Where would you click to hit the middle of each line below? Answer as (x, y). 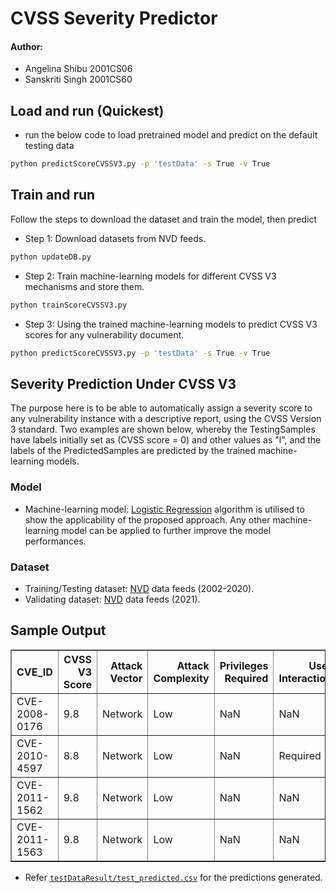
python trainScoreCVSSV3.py (69, 305)
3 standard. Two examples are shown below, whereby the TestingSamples (163, 429)
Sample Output (58, 630)
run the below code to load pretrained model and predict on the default (171, 135)
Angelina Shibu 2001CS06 (78, 69)
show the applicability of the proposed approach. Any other (147, 519)
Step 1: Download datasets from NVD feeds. (115, 238)
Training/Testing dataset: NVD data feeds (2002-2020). (139, 588)
